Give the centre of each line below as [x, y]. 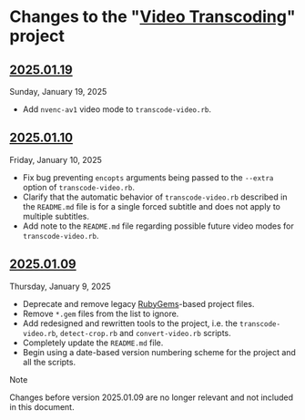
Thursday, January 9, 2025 [60, 286]
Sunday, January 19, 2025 [58, 92]
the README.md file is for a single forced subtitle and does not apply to [151, 206]
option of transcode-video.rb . [78, 187]
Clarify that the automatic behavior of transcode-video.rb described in [155, 197]
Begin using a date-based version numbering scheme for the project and [159, 352]
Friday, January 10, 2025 [56, 159]
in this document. [42, 406]
